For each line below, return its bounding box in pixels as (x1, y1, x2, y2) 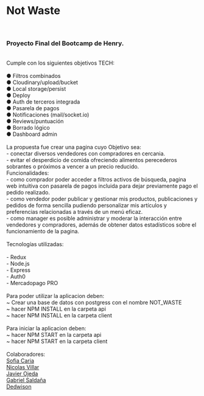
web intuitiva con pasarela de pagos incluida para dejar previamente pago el (6, 182, 198, 189)
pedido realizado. (6, 189, 51, 196)
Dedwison (6, 383, 32, 391)
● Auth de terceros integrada (6, 98, 80, 105)
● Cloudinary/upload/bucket (6, 79, 78, 86)
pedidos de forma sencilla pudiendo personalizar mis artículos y (6, 202, 167, 209)
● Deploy (6, 92, 30, 99)
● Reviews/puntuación (6, 118, 64, 125)
